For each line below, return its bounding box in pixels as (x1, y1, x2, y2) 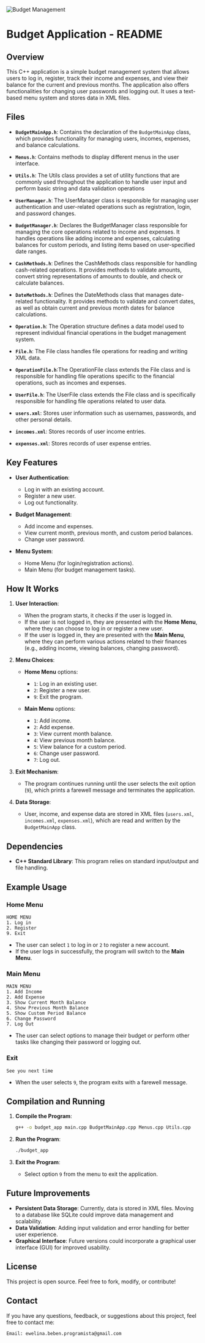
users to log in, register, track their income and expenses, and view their (6, 74, 188, 82)
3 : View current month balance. (33, 730, 113, 737)
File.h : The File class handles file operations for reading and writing (15, 347, 188, 354)
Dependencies (6, 841, 63, 852)
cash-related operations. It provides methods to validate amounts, (15, 266, 182, 273)
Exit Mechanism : (15, 768, 59, 775)
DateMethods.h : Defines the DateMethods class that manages (15, 291, 170, 298)
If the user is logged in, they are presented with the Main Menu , (24, 632, 185, 639)
